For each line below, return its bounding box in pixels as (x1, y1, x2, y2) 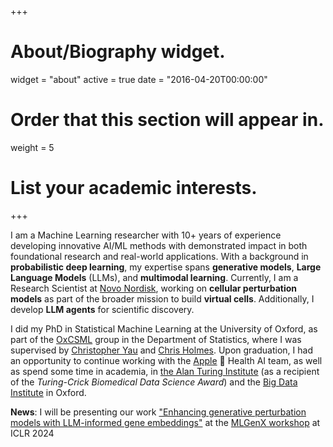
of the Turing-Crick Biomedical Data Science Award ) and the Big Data (10, 376, 298, 388)
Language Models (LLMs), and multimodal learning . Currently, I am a (10, 271, 299, 283)
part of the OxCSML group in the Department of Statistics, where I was (10, 333, 302, 345)
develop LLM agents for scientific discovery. (10, 303, 195, 315)
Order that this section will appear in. (10, 109, 325, 131)
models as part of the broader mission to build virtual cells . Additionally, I (10, 292, 315, 305)
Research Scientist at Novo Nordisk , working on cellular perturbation (10, 282, 298, 294)
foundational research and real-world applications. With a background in (10, 250, 309, 262)
